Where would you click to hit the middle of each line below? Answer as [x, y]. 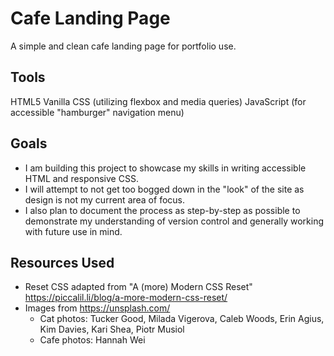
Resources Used [62, 262]
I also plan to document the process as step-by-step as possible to [162, 210]
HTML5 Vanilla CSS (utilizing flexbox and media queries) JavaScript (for [158, 101]
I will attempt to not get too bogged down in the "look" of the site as [164, 189]
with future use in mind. [73, 231]
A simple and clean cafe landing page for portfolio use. [123, 46]
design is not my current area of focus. [105, 199]
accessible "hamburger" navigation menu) [97, 112]
